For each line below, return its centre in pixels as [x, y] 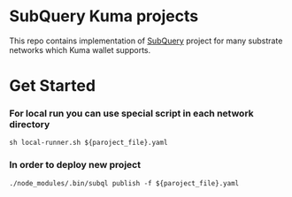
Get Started [52, 86]
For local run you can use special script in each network [131, 114]
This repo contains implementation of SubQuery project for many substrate [146, 41]
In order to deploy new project [75, 165]
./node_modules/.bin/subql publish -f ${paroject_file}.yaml [124, 183]
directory [30, 125]
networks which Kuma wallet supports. [80, 49]
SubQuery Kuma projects [104, 16]
